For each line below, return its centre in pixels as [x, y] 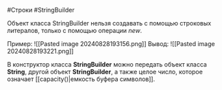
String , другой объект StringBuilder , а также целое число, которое [105, 72]
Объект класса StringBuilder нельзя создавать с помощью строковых [109, 23]
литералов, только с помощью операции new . [75, 31]
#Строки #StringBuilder [41, 10]
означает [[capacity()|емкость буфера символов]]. [81, 79]
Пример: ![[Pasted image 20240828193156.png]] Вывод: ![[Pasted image [111, 44]
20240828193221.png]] [40, 51]
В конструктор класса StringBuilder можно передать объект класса [107, 64]
